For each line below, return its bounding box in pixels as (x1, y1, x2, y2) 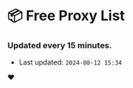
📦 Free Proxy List (7, 7, 125, 25)
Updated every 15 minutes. (7, 40, 113, 51)
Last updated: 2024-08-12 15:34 (18, 58, 123, 67)
